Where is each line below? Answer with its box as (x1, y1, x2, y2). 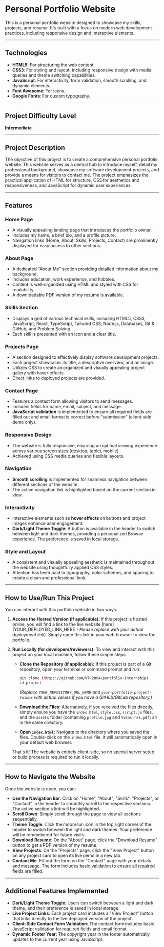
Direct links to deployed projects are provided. (12, 375, 105, 381)
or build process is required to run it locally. (12, 754, 100, 760)
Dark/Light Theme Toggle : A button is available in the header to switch (12, 526, 156, 531)
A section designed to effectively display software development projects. (12, 354, 159, 360)
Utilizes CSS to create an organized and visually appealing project (12, 365, 145, 370)
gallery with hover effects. (12, 370, 65, 375)
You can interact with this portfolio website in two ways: (5, 607, 117, 613)
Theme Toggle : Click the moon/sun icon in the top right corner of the (12, 821, 152, 827)
